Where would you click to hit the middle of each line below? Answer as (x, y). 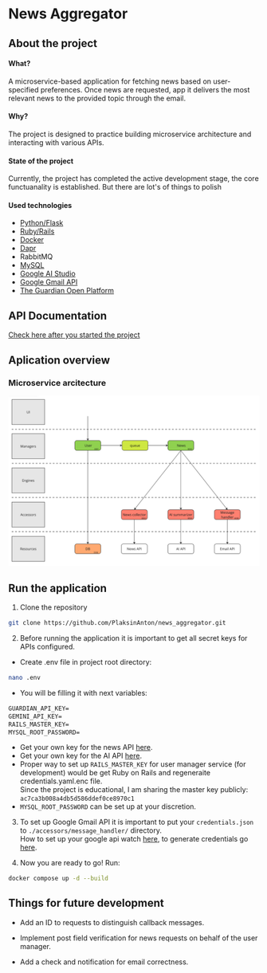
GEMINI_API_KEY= (35, 717)
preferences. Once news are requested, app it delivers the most (145, 89)
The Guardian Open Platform (67, 291)
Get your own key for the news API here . (86, 747)
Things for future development (86, 903)
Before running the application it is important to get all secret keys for (133, 638)
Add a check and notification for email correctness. (104, 962)
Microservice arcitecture (57, 383)
